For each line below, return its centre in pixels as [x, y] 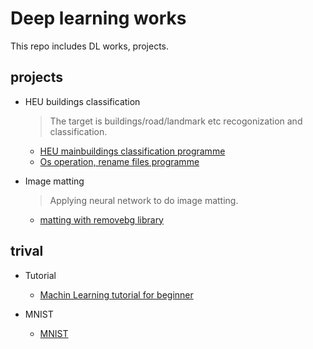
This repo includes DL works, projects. [90, 46]
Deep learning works [98, 18]
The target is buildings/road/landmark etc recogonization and [176, 121]
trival [27, 251]
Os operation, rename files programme [119, 161]
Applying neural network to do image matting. [144, 200]
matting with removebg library [101, 219]
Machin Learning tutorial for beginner [116, 294]
